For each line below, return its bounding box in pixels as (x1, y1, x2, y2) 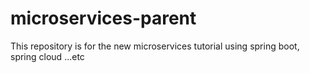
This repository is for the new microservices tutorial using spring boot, (10, 40, 300, 52)
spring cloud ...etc (10, 50, 85, 62)
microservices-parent (10, 7, 197, 30)
